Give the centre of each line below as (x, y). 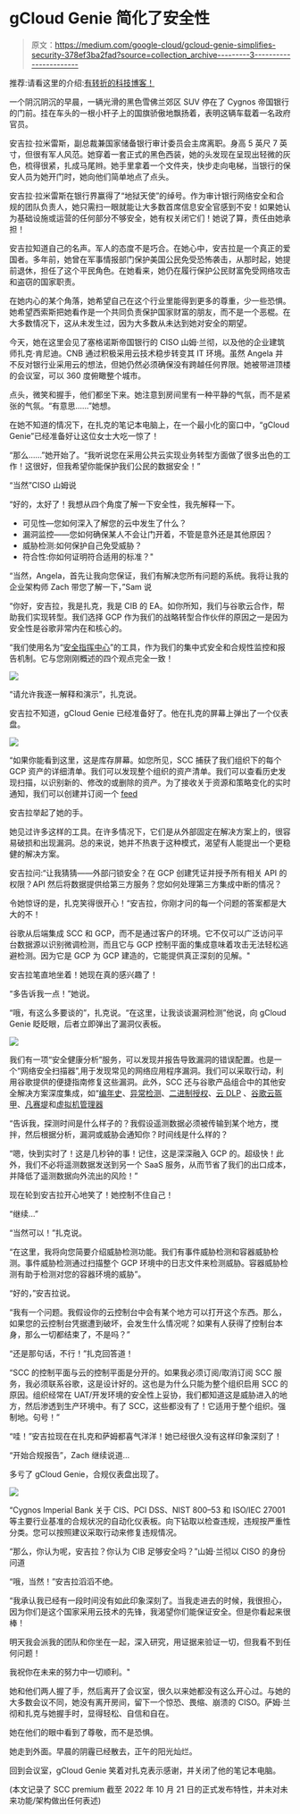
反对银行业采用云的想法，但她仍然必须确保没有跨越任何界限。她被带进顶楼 (154, 364)
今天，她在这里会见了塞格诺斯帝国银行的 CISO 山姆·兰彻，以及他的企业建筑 (147, 342)
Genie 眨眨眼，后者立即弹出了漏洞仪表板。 (88, 1024)
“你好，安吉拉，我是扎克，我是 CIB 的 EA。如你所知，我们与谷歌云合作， (143, 605)
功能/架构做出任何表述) (59, 1800)
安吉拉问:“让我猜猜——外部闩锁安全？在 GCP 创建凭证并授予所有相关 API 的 (148, 873)
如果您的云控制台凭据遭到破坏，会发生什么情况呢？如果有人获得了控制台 (142, 1323)
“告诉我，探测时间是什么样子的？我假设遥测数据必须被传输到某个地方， (140, 1123)
